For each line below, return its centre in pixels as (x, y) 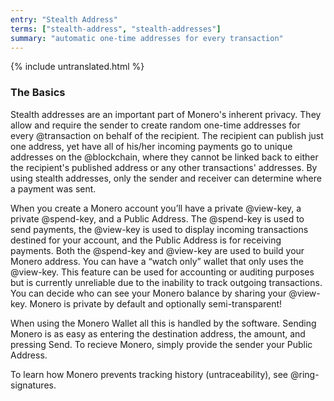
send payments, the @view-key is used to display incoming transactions (159, 229)
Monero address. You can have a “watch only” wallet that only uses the (157, 261)
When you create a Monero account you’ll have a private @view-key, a (156, 208)
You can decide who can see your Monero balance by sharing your (148, 293)
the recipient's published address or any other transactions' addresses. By (164, 167)
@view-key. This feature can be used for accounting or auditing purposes (162, 272)
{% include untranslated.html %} (77, 67)
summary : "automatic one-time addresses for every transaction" (147, 38)
